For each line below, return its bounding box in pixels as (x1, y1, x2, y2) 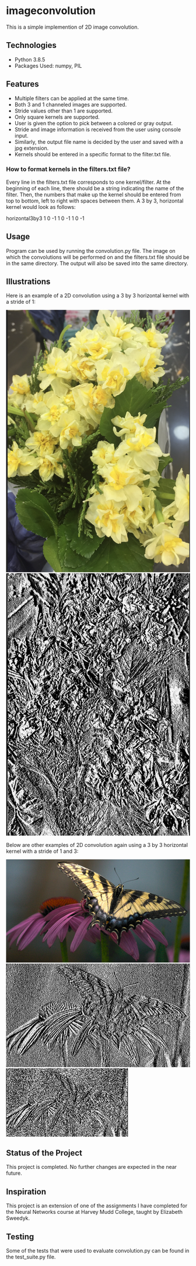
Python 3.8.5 (14, 56, 45, 63)
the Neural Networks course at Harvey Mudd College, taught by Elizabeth (6, 1209, 183, 1216)
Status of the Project (6, 1148, 83, 1158)
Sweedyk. (6, 1214, 30, 1222)
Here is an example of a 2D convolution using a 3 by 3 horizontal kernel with (6, 292, 190, 299)
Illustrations (6, 277, 51, 287)
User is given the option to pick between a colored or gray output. (14, 119, 173, 126)
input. (14, 132, 29, 139)
